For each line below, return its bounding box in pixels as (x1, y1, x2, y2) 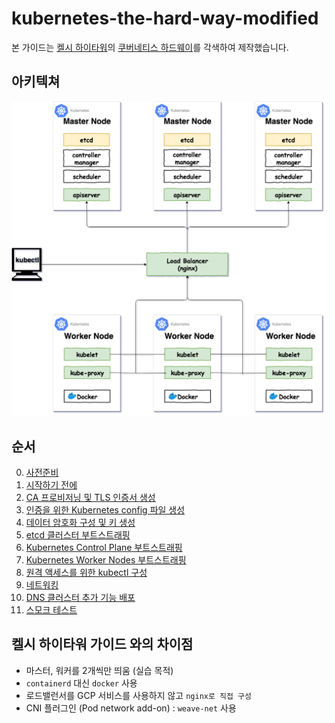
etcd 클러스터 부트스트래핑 (25, 529, 131, 541)
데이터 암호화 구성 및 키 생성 (25, 517, 136, 529)
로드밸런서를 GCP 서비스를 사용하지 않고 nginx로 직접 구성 (25, 689, 252, 701)
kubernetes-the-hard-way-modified (11, 7, 319, 30)
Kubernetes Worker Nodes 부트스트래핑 (25, 554, 187, 566)
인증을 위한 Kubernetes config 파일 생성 (25, 504, 186, 516)
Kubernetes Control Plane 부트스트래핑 (25, 542, 183, 554)
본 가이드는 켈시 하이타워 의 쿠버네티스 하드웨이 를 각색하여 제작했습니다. (11, 41, 289, 53)
